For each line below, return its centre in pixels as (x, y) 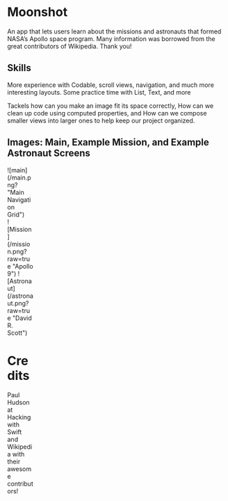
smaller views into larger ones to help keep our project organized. (101, 120)
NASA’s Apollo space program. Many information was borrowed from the (111, 38)
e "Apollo (20, 266)
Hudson (18, 402)
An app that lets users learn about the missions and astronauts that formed (114, 31)
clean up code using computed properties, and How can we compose (107, 113)
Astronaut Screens (49, 153)
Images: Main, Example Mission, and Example (108, 142)
